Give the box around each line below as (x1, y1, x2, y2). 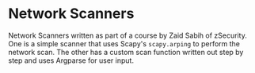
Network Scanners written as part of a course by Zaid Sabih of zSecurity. (8, 31, 247, 40)
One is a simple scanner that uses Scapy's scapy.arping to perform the (8, 38, 240, 48)
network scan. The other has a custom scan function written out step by (8, 47, 244, 57)
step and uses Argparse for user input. (8, 56, 135, 65)
